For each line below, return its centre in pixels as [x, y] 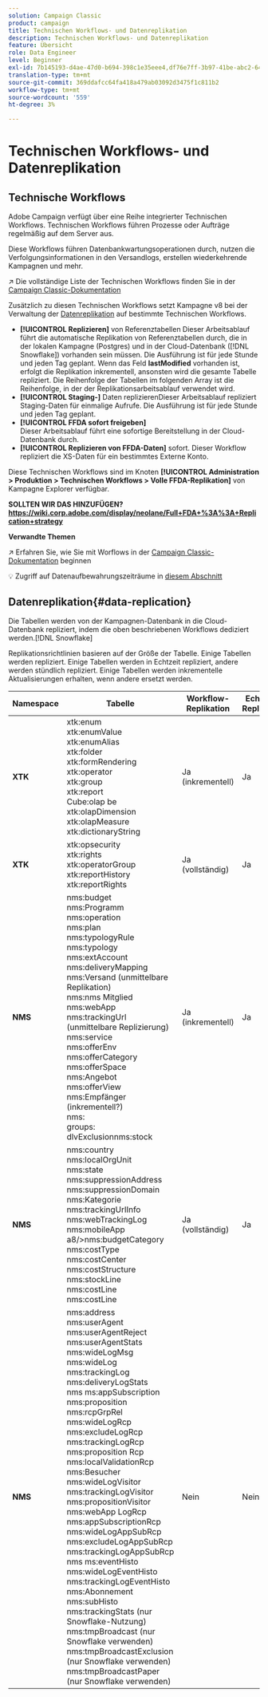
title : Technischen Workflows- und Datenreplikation [98, 30]
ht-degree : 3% [32, 105]
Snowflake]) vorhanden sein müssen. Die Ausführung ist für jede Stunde [139, 355]
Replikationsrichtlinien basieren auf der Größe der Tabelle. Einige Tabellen [130, 653]
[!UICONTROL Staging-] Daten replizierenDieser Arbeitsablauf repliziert [138, 397]
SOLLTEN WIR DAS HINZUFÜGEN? [66, 504]
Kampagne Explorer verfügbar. [59, 489]
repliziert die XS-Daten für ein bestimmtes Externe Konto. [114, 456]
